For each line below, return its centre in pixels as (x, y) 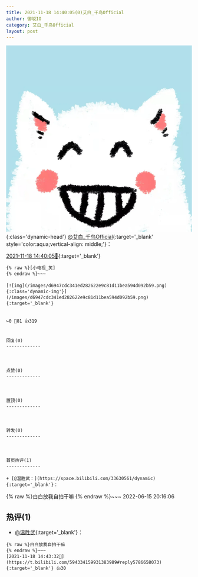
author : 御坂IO (24, 19)
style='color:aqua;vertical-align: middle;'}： (59, 244)
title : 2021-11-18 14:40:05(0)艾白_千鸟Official (65, 12)
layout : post (22, 31)
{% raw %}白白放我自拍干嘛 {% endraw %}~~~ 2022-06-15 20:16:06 (90, 497)
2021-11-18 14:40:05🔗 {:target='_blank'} (54, 256)
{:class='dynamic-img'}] (37, 292)
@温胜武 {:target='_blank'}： (49, 533)
